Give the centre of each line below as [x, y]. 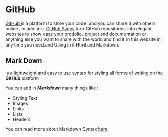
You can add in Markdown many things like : [52, 88]
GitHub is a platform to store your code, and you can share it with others [80, 23]
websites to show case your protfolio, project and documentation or [76, 34]
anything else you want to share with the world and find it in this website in [83, 39]
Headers [22, 119]
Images [20, 103]
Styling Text [25, 98]
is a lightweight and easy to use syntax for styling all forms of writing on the [84, 73]
